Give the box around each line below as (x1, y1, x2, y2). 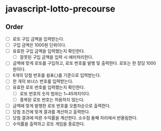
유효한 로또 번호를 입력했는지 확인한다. (12, 85, 85, 90)
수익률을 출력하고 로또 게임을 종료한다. (12, 121, 85, 127)
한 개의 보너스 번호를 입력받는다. (12, 78, 73, 84)
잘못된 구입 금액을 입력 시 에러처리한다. (19, 54, 94, 60)
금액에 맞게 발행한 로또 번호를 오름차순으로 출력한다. (12, 102, 111, 108)
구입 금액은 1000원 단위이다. (12, 42, 67, 48)
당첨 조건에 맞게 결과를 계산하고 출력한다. (12, 109, 90, 115)
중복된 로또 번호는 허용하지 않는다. (19, 97, 85, 102)
